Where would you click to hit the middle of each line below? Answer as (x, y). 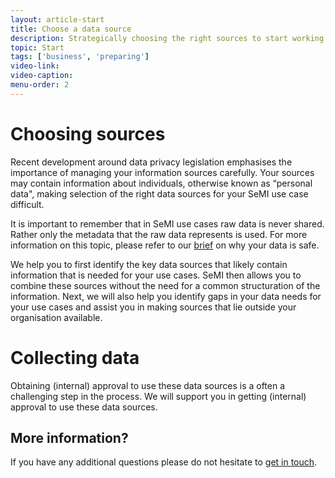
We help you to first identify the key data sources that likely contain (149, 264)
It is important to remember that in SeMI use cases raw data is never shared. (167, 223)
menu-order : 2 (40, 85)
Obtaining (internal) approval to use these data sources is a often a (148, 385)
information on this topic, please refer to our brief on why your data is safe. (165, 245)
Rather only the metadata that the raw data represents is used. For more (159, 234)
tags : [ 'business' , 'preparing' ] (80, 57)
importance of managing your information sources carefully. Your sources (162, 172)
